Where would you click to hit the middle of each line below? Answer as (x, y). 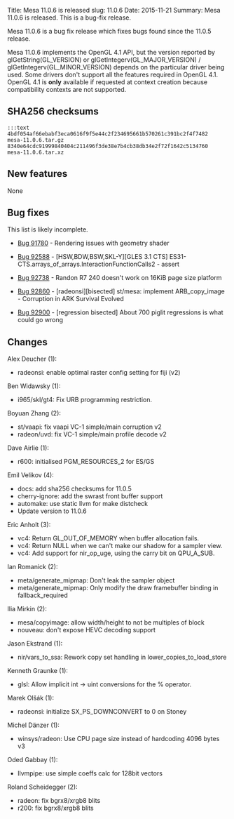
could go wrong (40, 320)
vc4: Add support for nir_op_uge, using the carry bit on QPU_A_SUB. (116, 553)
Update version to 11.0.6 (52, 511)
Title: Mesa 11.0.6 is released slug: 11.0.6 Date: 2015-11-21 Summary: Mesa (114, 10)
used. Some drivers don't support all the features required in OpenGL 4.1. (113, 74)
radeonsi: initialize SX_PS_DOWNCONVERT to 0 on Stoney (102, 712)
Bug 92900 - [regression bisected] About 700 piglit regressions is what (120, 312)
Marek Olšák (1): (31, 698)
